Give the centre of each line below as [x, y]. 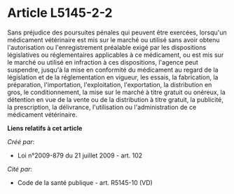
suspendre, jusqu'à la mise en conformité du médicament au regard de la [113, 70]
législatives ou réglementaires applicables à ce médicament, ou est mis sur [116, 55]
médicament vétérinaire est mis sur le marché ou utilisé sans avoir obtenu [113, 39]
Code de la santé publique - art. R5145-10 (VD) [85, 182]
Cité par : [20, 169]
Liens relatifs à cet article [45, 128]
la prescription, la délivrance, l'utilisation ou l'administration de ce [102, 107]
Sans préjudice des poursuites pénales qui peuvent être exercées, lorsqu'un [117, 32]
